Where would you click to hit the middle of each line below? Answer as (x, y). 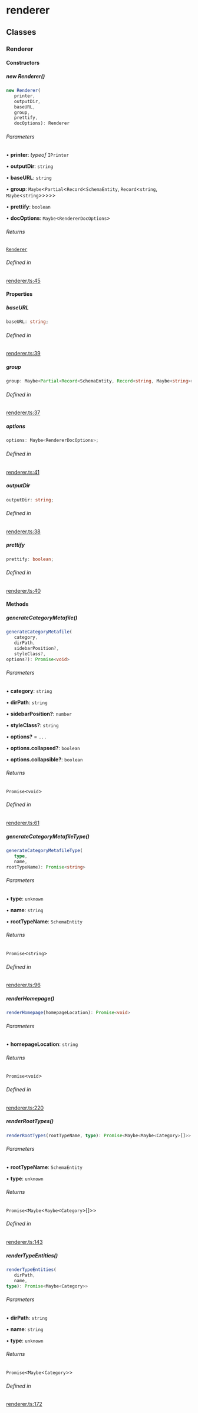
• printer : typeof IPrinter (38, 155)
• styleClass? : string (32, 725)
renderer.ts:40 (24, 590)
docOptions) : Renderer (42, 123)
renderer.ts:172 (24, 1404)
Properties (19, 294)
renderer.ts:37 (23, 412)
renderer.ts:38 (24, 531)
